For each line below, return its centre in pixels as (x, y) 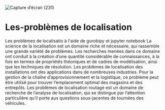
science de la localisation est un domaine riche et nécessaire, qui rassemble (82, 46)
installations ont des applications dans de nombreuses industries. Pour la (79, 72)
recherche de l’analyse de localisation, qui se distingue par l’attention (75, 92)
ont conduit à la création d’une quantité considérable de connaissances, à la (82, 56)
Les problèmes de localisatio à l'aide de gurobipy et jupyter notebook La (78, 41)
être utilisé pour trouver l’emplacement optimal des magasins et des (74, 82)
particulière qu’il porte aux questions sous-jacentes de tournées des (74, 98)
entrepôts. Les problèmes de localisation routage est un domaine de (74, 88)
